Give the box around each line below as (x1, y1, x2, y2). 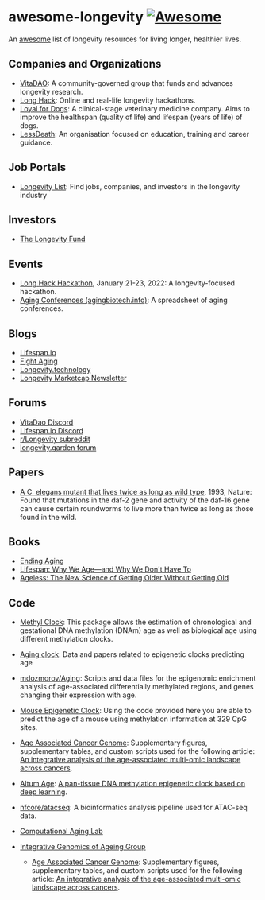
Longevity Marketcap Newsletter (19, 374, 127, 382)
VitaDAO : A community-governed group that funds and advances (19, 78, 234, 87)
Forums (8, 396, 48, 409)
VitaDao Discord (19, 417, 74, 427)
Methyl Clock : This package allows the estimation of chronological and (19, 617, 252, 627)
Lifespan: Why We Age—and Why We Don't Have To (19, 564, 192, 574)
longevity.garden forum (19, 442, 97, 452)
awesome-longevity (8, 8, 144, 26)
